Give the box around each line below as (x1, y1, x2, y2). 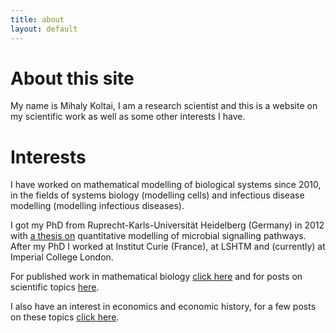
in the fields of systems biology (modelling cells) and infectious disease (10, 189, 305, 201)
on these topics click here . (10, 311, 120, 323)
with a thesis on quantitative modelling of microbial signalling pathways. (10, 230, 307, 242)
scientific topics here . (10, 281, 100, 293)
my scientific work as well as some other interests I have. (10, 111, 246, 123)
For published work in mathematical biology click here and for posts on (10, 271, 303, 283)
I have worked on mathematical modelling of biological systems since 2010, (10, 179, 322, 191)
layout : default (10, 24, 78, 34)
